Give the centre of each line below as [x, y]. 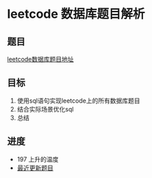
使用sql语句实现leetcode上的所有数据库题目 [78, 101]
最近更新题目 [35, 168]
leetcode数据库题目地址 [40, 59]
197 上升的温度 [38, 159]
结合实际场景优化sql [45, 109]
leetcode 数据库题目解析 [76, 14]
